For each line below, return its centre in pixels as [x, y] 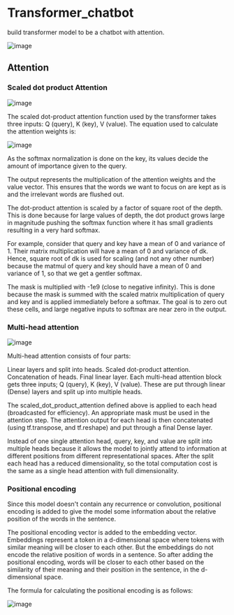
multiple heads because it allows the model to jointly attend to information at [117, 448]
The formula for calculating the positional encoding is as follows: [100, 591]
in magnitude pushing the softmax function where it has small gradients [110, 222]
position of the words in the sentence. [62, 519]
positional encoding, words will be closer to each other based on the [106, 562]
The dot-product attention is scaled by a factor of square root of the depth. [115, 208]
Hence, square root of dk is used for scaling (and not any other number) [111, 258]
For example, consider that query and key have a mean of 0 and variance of [116, 243]
